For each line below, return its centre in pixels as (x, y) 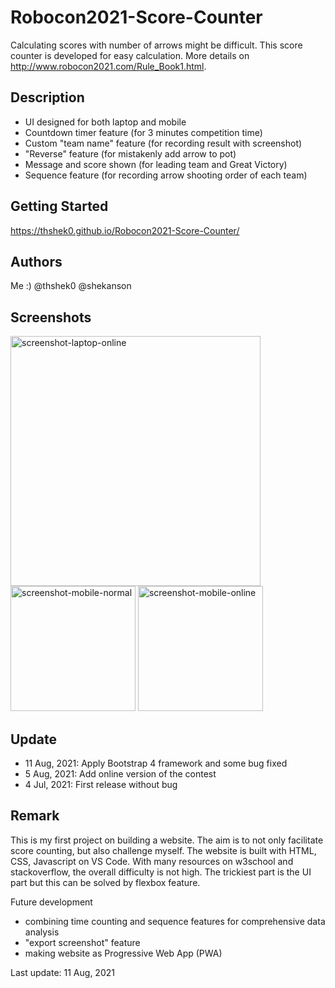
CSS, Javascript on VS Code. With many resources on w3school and (152, 861)
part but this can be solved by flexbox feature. (105, 882)
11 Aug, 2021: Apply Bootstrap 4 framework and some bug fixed (156, 763)
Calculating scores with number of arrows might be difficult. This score (156, 45)
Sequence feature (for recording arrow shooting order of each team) (166, 175)
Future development (51, 902)
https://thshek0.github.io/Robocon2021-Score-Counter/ (125, 230)
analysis (42, 932)
